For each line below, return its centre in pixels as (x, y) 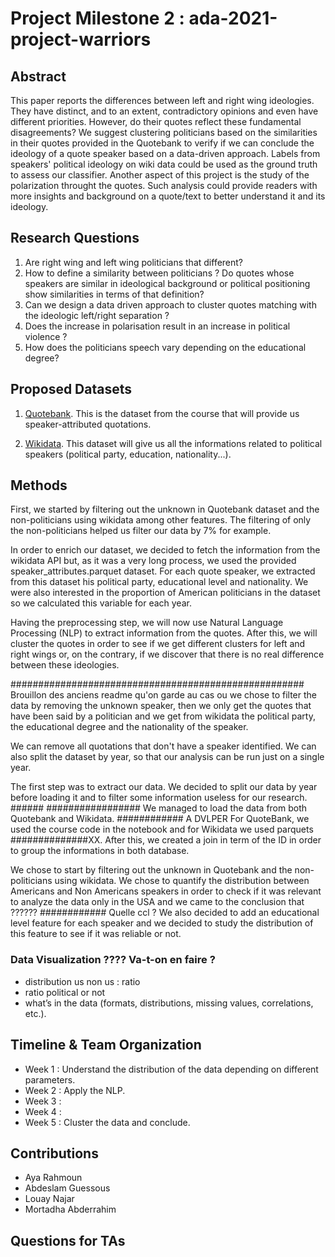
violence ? (46, 336)
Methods (39, 485)
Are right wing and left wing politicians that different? (134, 262)
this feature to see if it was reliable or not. (96, 934)
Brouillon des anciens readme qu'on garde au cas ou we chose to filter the (163, 695)
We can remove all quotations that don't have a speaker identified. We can (163, 746)
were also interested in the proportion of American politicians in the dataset (165, 593)
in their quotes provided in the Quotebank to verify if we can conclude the (162, 143)
